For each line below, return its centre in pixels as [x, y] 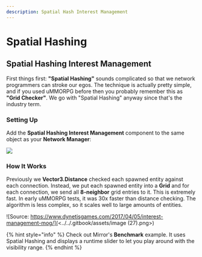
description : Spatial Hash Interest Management [67, 12]
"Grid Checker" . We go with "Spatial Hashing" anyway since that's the [94, 98]
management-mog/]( [32, 223]
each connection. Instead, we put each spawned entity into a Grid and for [98, 186]
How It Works [27, 166]
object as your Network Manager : [49, 139]
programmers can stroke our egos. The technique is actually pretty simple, [99, 84]
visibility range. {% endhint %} [44, 247]
